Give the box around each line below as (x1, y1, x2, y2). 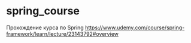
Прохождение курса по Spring (6, 24, 84, 31)
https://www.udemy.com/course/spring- (84, 24, 185, 31)
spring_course (6, 4, 80, 18)
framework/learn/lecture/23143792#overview (6, 30, 119, 37)
